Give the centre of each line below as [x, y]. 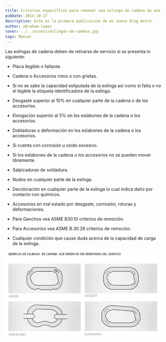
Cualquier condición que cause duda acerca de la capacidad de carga [84, 238]
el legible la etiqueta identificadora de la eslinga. [62, 91]
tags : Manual [19, 37]
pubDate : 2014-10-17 [27, 16]
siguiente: [15, 57]
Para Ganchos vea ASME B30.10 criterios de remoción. [68, 219]
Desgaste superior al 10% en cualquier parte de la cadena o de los [80, 100]
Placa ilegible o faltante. [37, 66]
